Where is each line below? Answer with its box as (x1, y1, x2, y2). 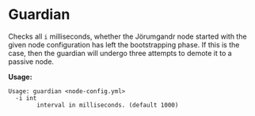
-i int (15, 94, 37, 102)
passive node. (8, 57, 54, 66)
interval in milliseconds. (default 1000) (36, 101, 179, 109)
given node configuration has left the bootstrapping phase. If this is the (8, 39, 240, 49)
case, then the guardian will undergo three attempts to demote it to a (8, 48, 232, 58)
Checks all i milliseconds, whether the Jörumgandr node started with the (8, 32, 247, 41)
